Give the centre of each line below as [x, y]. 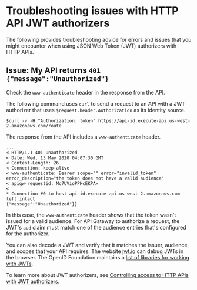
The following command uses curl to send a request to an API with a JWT [96, 103]
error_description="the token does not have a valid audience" [85, 178]
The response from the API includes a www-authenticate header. [84, 137]
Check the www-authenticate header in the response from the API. [86, 92]
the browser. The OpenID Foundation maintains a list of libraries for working [98, 257]
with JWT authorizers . [33, 281]
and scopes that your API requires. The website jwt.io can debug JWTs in [95, 251]
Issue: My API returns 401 [54, 71]
